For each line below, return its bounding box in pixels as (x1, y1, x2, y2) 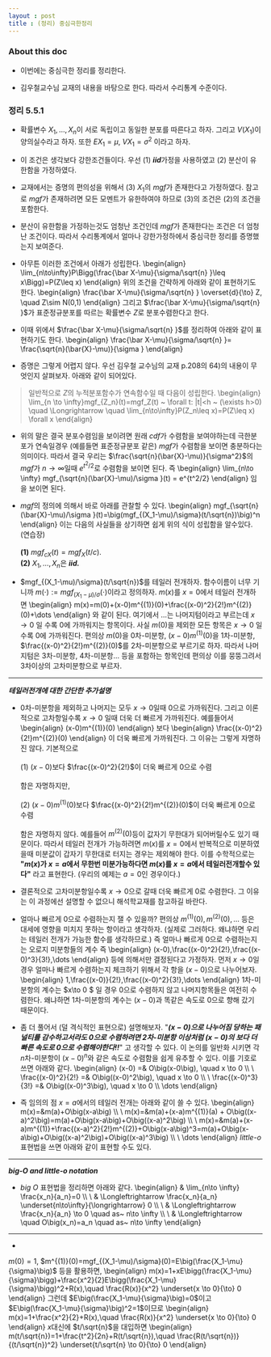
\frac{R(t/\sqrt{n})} (177, 1331, 240, 1341)
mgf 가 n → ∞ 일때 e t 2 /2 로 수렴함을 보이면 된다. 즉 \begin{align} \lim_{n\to (19, 460, 254, 473)
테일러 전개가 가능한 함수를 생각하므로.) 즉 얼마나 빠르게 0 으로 (28, 935, 223, 945)
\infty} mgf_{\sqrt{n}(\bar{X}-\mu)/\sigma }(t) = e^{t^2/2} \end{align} (19, 473, 249, 483)
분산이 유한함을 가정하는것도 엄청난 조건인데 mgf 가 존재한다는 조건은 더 (19, 222, 244, 231)
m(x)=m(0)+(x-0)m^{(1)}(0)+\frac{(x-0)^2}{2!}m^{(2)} (73, 600, 252, 610)
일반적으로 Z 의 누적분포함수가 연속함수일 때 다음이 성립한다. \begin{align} (27, 388, 261, 398)
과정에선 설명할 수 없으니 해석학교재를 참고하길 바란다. (37, 897, 208, 907)
